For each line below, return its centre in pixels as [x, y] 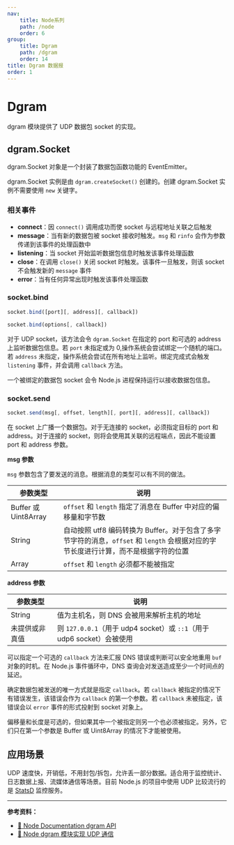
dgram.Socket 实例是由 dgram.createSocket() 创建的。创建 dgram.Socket [112, 181]
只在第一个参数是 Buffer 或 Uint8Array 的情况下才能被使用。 [99, 731]
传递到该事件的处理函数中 [54, 244]
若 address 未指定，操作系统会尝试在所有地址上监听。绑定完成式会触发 [108, 356]
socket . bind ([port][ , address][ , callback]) [73, 312]
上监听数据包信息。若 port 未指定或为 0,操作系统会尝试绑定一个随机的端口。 [116, 347]
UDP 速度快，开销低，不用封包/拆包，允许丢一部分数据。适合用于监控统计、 [116, 772]
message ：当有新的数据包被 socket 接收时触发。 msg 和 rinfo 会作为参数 [121, 235]
